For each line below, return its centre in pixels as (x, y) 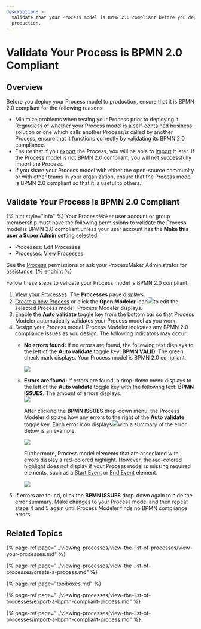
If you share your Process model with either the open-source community (104, 171)
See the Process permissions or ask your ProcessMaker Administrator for (97, 265)
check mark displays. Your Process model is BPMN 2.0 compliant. (105, 358)
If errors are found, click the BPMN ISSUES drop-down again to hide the (103, 496)
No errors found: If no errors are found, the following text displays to (109, 345)
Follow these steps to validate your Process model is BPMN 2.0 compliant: (98, 283)
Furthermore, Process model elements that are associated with (101, 454)
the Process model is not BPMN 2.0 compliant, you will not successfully (103, 158)
